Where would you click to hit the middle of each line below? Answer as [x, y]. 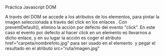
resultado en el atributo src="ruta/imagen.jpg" [52, 48]
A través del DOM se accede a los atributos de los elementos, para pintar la [82, 17]
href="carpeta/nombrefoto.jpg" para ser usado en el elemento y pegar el [80, 43]
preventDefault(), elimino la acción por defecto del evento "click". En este [80, 27]
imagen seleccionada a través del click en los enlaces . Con [66, 22]
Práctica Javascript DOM [31, 7]
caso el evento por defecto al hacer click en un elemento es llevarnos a [78, 32]
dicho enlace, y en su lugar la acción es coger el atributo [63, 38]
